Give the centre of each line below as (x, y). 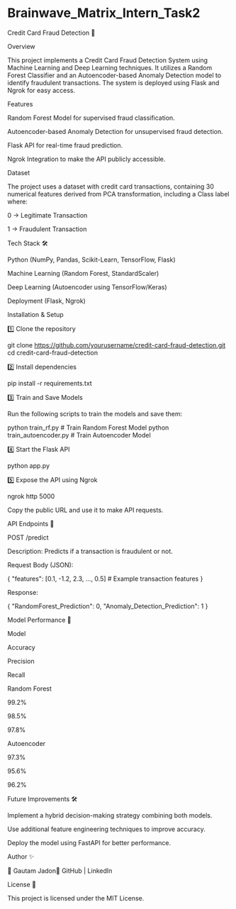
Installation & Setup (35, 314)
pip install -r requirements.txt (50, 383)
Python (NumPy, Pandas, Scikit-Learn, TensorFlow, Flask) (91, 260)
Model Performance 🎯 (39, 620)
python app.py (29, 465)
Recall (16, 674)
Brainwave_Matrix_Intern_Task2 (104, 13)
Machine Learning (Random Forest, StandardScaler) (83, 273)
